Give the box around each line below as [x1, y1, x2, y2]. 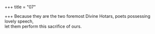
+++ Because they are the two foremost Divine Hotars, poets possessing [4, 13, 151, 19]
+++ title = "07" [4, 4, 36, 10]
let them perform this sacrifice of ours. [4, 23, 82, 29]
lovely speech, [4, 19, 34, 24]
